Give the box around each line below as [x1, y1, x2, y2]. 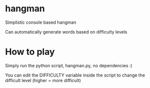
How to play [5, 46, 55, 57]
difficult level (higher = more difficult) [5, 77, 81, 83]
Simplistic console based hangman [5, 19, 77, 25]
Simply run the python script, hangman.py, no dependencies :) [5, 62, 133, 68]
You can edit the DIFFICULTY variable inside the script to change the [5, 72, 145, 78]
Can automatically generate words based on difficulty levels [5, 29, 128, 35]
